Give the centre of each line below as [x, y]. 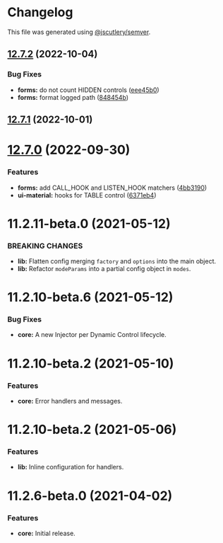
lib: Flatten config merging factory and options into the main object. [117, 261]
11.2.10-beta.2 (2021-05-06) [92, 430]
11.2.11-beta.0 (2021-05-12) [89, 223]
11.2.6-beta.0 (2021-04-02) [90, 496]
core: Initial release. [46, 533]
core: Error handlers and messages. [70, 401]
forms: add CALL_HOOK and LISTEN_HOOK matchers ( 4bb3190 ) [112, 188]
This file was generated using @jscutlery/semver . [79, 32]
